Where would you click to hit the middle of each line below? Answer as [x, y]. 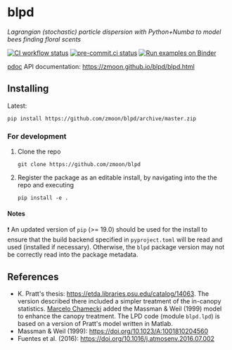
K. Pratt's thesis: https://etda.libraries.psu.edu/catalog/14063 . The [113, 294]
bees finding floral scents [44, 39]
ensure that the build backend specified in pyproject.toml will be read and [115, 239]
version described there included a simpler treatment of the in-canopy [119, 301]
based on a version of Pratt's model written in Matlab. [95, 324]
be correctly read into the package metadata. [73, 255]
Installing [28, 89]
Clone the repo [39, 151]
